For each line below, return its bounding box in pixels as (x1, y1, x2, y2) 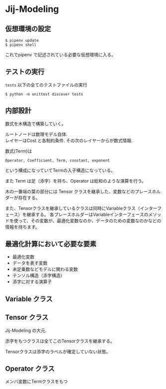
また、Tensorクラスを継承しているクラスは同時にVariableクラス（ (5, 205, 140, 211)
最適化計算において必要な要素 (5, 240, 97, 248)
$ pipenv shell (5, 42, 37, 47)
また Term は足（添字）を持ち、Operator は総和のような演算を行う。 (5, 178, 147, 184)
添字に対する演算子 (12, 279, 52, 285)
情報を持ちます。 (5, 224, 40, 230)
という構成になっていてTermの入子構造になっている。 (5, 167, 116, 173)
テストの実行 (5, 68, 45, 76)
